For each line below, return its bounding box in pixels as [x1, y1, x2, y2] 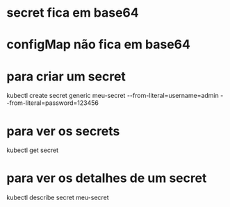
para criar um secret [6, 68, 126, 84]
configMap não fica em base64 [6, 37, 190, 53]
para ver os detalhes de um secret [6, 170, 207, 186]
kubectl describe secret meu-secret [6, 193, 109, 202]
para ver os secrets [6, 123, 120, 139]
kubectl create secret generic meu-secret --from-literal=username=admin [6, 92, 220, 100]
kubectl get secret [6, 146, 59, 154]
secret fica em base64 [6, 5, 140, 21]
